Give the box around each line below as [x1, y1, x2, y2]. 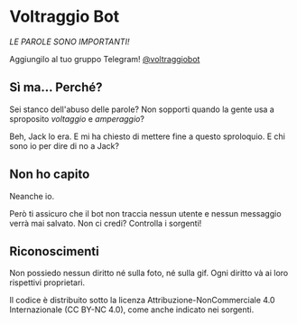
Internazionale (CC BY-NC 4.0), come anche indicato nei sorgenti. [9, 304, 255, 315]
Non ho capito [9, 167, 90, 182]
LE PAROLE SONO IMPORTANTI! [9, 36, 130, 47]
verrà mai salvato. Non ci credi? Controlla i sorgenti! [9, 218, 202, 228]
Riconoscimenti [9, 244, 99, 259]
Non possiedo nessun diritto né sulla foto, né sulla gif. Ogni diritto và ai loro [9, 268, 289, 279]
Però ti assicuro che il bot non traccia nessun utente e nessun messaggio [9, 208, 282, 218]
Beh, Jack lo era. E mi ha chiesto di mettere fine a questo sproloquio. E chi [9, 131, 286, 142]
